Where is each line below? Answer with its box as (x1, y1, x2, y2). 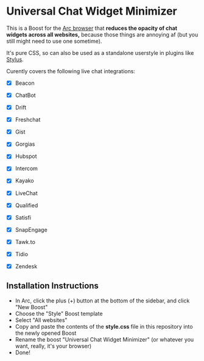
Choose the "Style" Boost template (15, 310, 103, 317)
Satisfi (15, 213, 32, 221)
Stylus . (6, 55, 24, 63)
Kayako (15, 177, 35, 184)
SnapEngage (15, 226, 47, 233)
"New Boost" (15, 303, 48, 310)
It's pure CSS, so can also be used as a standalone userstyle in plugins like (6, 49, 194, 56)
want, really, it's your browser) (15, 342, 92, 349)
